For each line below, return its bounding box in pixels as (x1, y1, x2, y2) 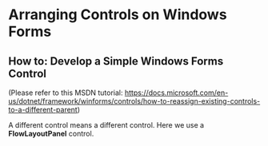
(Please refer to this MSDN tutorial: (8, 88, 123, 97)
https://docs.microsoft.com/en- (124, 88, 229, 97)
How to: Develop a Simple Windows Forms (8, 54, 224, 68)
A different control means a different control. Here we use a (8, 120, 205, 129)
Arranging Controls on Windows (8, 6, 227, 24)
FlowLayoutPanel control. (8, 129, 94, 138)
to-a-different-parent (8, 105, 78, 114)
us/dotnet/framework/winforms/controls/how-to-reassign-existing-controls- (8, 97, 261, 105)
